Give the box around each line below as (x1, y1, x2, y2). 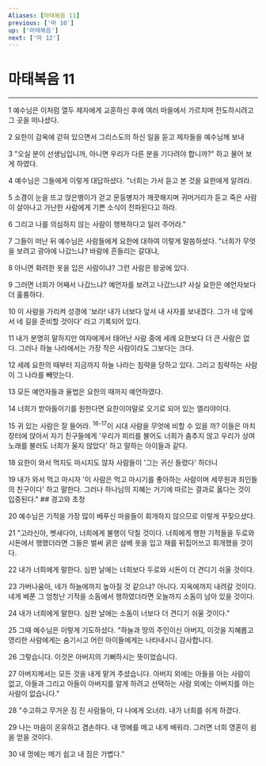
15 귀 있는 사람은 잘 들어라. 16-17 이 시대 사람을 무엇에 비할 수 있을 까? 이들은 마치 (8, 419, 256, 431)
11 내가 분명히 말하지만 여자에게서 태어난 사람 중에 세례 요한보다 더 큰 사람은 (8, 334, 241, 343)
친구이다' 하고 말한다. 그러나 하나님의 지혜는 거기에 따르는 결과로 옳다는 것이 (16, 484, 251, 494)
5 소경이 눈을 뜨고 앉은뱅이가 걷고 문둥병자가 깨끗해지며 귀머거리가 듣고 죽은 (8, 193, 243, 202)
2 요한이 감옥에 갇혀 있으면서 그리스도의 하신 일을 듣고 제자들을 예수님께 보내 (8, 132, 245, 142)
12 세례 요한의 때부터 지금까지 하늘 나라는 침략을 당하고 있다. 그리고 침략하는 (8, 360, 243, 370)
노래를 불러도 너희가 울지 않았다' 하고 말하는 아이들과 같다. (8, 441, 188, 450)
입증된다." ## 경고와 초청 (8, 494, 85, 504)
